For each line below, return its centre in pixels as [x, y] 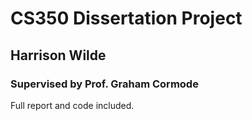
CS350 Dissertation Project [126, 18]
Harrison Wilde [58, 55]
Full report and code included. [72, 105]
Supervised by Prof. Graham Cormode [104, 84]
